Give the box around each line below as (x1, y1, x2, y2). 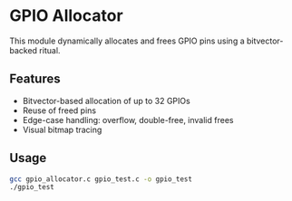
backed (9, 44, 38, 55)
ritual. (39, 44, 61, 55)
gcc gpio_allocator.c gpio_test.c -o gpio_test (9, 174, 193, 184)
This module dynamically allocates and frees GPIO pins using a (9, 35, 245, 46)
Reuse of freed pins (22, 105, 97, 116)
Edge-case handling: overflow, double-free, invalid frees (22, 114, 234, 125)
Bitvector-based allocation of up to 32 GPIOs (22, 95, 190, 106)
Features (9, 72, 61, 87)
